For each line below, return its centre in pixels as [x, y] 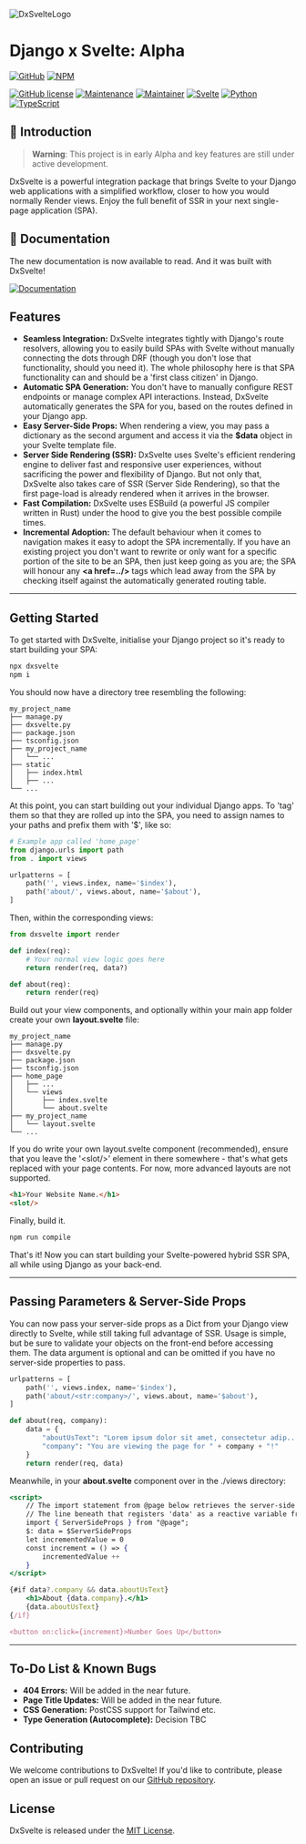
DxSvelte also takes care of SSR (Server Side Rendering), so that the [151, 484]
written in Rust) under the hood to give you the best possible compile [152, 513]
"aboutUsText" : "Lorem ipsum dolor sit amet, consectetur [154, 1438]
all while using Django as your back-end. [86, 1264]
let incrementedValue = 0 [75, 1540]
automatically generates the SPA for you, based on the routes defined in [158, 406]
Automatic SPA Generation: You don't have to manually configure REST [158, 387]
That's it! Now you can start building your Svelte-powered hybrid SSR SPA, [150, 1255]
